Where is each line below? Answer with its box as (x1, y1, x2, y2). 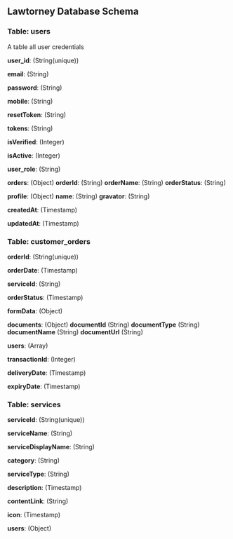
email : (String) (7, 69, 49, 78)
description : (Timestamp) (7, 484, 82, 492)
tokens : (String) (7, 124, 53, 132)
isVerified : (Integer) (7, 137, 65, 146)
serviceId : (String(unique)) (7, 416, 86, 424)
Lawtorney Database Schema (7, 6, 139, 18)
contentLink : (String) (7, 497, 69, 505)
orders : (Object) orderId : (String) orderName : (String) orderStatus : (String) (7, 178, 227, 186)
